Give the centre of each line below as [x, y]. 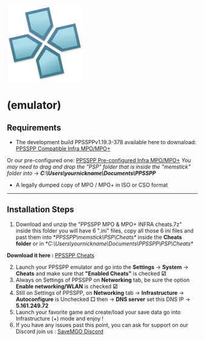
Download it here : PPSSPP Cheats [51, 255]
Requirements [34, 127]
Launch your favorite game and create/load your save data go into [98, 312]
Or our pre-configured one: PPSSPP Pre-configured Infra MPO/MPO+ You [99, 160]
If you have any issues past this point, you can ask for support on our [102, 325]
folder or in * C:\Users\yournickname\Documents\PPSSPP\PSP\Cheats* [104, 243]
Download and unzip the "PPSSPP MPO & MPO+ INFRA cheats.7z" [99, 224]
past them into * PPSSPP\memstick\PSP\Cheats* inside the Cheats [99, 237]
